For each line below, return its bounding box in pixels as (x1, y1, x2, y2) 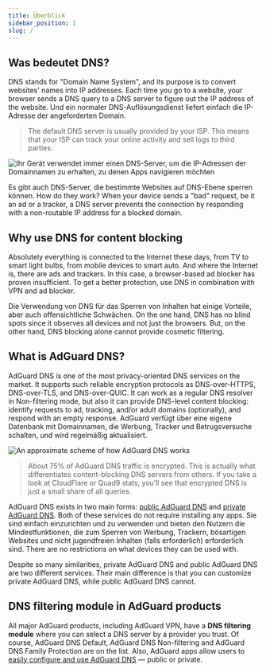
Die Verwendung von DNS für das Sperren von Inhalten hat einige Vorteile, (8, 302, 252, 311)
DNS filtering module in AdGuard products (8, 600, 222, 613)
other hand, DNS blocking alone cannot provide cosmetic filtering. (8, 327, 225, 336)
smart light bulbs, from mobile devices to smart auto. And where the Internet (8, 260, 258, 270)
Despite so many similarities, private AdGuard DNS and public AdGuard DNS (8, 559, 258, 569)
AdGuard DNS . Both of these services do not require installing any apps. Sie (8, 510, 256, 520)
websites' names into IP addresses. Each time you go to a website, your (8, 85, 243, 96)
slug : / (8, 26, 34, 34)
